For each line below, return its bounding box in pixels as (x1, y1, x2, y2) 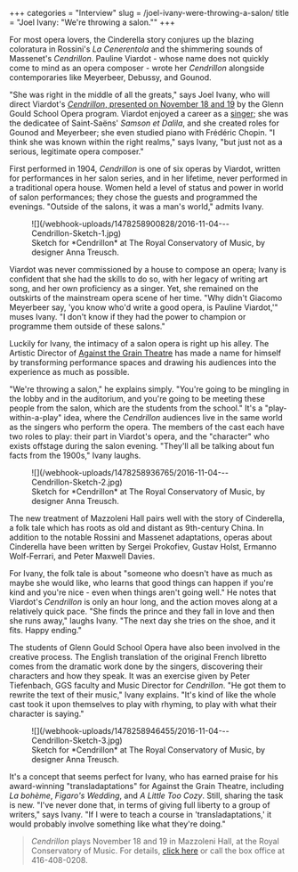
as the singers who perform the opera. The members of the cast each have (9, 422, 285, 432)
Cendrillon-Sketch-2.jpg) (31, 477, 123, 487)
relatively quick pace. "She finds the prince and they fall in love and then (9, 606, 275, 616)
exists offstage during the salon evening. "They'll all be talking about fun (9, 441, 275, 451)
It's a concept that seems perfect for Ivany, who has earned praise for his (9, 771, 278, 782)
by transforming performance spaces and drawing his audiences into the (9, 357, 277, 368)
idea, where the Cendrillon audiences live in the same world (63, 412, 283, 422)
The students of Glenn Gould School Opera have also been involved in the (9, 642, 280, 653)
